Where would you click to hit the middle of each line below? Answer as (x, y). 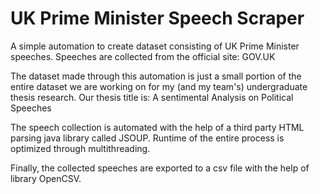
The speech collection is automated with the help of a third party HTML (157, 127)
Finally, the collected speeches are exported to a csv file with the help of (160, 168)
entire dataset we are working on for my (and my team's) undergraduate (159, 86)
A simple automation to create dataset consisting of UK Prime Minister (155, 46)
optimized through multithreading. (80, 148)
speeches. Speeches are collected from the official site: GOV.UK (143, 56)
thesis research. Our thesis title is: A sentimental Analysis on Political (152, 97)
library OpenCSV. (46, 178)
